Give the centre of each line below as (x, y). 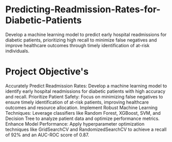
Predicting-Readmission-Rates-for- (83, 9)
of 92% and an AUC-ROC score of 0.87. (47, 135)
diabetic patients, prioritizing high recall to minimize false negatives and (81, 40)
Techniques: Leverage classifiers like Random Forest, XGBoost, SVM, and (83, 113)
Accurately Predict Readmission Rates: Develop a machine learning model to (86, 86)
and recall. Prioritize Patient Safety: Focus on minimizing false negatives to (84, 96)
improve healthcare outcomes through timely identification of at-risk (78, 45)
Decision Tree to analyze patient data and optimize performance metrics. (83, 118)
